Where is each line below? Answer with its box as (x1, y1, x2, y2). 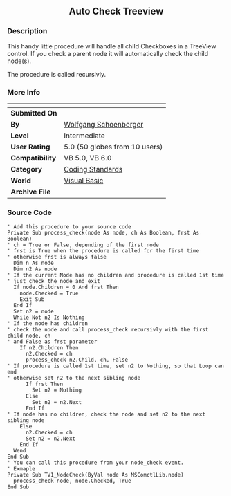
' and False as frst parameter (7, 338, 98, 345)
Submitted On (10, 108, 57, 118)
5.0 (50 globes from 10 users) (64, 142, 163, 151)
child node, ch (7, 332, 51, 340)
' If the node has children (7, 320, 89, 327)
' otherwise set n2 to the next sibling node (7, 375, 140, 382)
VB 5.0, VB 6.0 (64, 153, 112, 163)
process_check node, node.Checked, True (13, 477, 131, 485)
